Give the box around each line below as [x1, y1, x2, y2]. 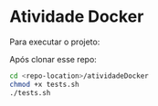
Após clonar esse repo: [9, 53, 98, 64]
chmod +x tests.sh [9, 80, 79, 89]
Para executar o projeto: [9, 36, 100, 47]
